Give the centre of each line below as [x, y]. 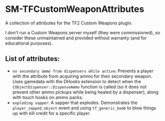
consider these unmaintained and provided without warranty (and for [76, 38]
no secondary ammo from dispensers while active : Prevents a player [83, 71]
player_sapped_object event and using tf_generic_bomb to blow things [84, 108]
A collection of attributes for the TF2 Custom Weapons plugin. [69, 23]
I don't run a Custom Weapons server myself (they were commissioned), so [83, 32]
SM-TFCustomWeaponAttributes [75, 9]
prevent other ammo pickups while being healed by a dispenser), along [85, 92]
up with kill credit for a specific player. [51, 113]
